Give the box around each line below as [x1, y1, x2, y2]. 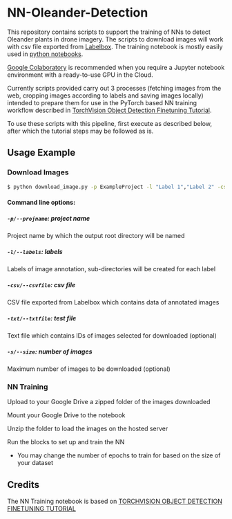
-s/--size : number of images [7, 347, 93, 356]
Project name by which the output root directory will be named [7, 232, 185, 240]
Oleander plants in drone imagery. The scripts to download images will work [7, 35, 224, 43]
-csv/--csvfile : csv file [7, 280, 76, 289]
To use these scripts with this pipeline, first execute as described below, [7, 119, 213, 127]
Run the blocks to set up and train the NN [7, 438, 125, 446]
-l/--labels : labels [7, 247, 64, 255]
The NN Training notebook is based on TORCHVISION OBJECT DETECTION [7, 497, 222, 506]
